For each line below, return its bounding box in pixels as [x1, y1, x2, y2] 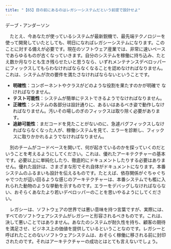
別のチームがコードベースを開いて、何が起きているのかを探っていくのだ [9, 144, 161, 150]
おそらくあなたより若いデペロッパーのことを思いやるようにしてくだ [14, 189, 157, 195]
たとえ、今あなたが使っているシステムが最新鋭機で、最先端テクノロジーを [9, 33, 166, 39]
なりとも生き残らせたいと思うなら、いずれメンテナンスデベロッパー [22, 58, 166, 64]
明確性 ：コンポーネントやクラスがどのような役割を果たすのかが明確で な [12, 82, 166, 88]
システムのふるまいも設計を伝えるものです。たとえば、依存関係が [5, 170, 143, 176]
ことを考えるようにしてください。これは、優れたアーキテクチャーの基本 [14, 150, 166, 156]
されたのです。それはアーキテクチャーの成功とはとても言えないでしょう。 [5, 238, 161, 244]
